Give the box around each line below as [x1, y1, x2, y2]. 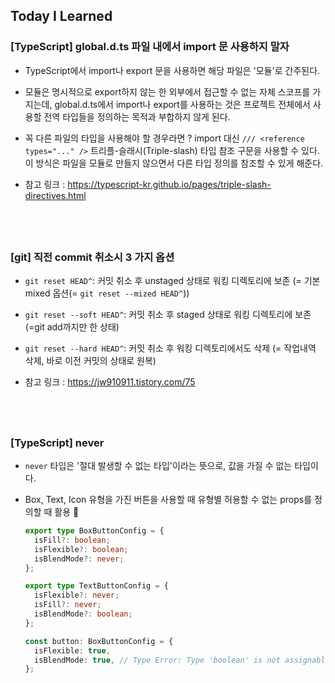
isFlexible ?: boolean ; [34, 544, 129, 554]
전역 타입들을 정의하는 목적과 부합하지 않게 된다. [43, 110, 231, 123]
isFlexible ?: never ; [34, 590, 120, 601]
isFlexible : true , [34, 645, 111, 656]
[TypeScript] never [10, 435, 105, 449]
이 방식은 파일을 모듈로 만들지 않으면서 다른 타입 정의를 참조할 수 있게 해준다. [24, 157, 324, 169]
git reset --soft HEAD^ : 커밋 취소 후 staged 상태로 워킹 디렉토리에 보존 [24, 309, 312, 321]
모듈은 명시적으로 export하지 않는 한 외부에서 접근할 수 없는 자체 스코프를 [24, 85, 311, 98]
